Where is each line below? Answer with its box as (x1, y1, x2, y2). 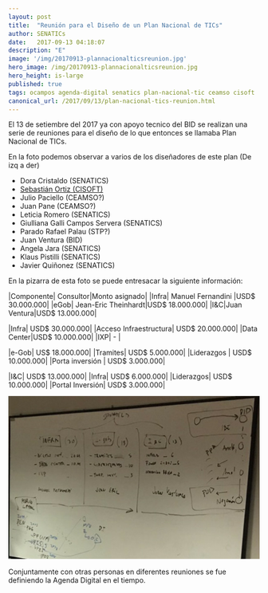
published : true (8, 80, 62, 88)
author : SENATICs (8, 29, 66, 37)
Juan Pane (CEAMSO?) (19, 202, 97, 211)
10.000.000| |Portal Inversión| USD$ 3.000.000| (8, 380, 166, 390)
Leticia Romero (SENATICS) (19, 210, 111, 219)
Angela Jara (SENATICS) (19, 244, 101, 253)
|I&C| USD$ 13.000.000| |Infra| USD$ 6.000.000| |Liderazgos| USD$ (8, 371, 233, 382)
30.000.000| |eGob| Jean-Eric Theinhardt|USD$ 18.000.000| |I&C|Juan (8, 300, 242, 310)
